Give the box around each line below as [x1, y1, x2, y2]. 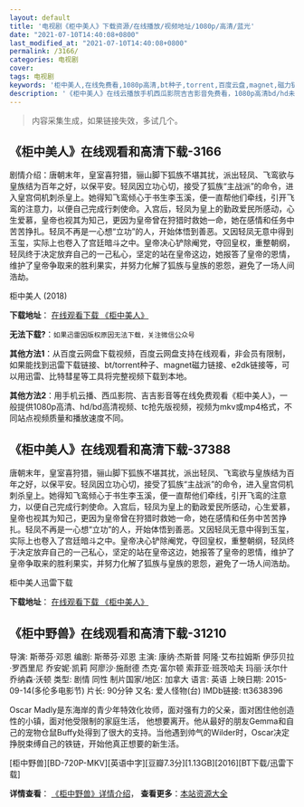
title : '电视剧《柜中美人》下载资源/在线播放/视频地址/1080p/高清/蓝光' [9, 22, 255, 31]
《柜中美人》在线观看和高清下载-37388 [9, 441, 232, 457]
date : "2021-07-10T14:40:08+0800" [9, 30, 140, 39]
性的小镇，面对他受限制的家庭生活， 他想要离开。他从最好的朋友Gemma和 [9, 716, 287, 726]
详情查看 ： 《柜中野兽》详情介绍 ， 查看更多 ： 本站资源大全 [9, 788, 228, 799]
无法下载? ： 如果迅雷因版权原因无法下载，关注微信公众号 [9, 329, 195, 340]
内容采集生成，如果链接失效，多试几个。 [31, 115, 183, 126]
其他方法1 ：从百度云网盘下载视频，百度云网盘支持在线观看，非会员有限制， [9, 348, 291, 359]
